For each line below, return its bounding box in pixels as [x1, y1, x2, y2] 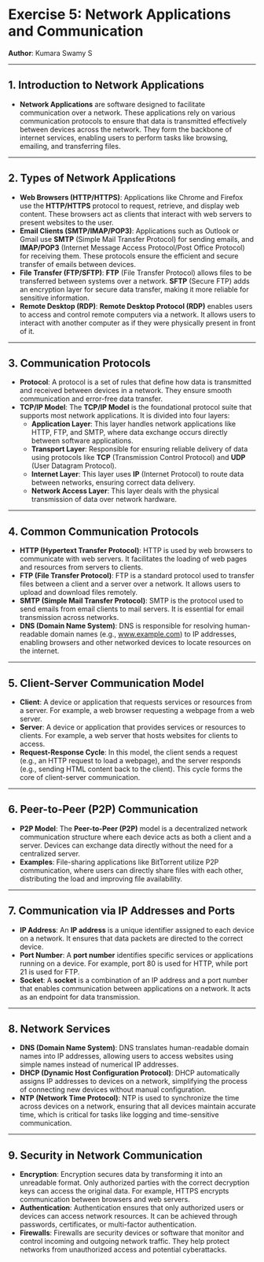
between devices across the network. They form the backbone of [19, 124, 233, 134]
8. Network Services [8, 1023, 111, 1036]
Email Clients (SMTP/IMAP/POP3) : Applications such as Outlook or [19, 226, 240, 236]
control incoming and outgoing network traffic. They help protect [19, 1237, 230, 1246]
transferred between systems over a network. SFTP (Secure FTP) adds [19, 276, 250, 285]
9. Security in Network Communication [8, 1149, 203, 1162]
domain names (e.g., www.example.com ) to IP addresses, [49, 629, 237, 639]
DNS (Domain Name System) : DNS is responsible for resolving [19, 621, 224, 631]
